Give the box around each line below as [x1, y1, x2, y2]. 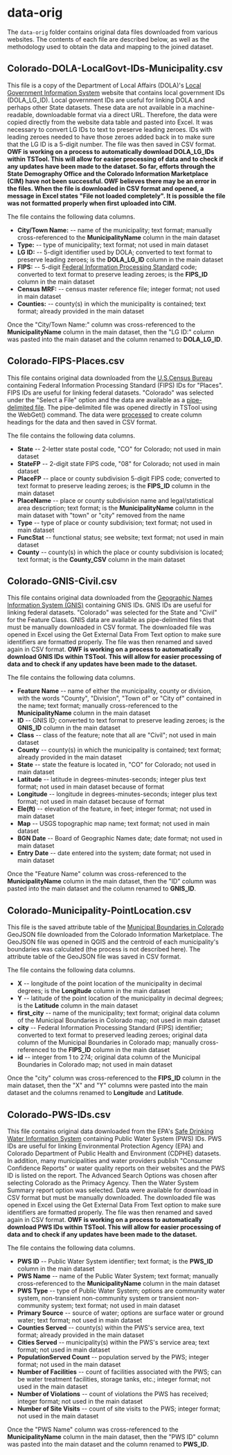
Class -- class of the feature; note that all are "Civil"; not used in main [17, 731, 217, 739]
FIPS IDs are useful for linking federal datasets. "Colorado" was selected [7, 388, 214, 397]
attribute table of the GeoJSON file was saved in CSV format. [7, 952, 181, 961]
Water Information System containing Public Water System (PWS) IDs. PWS [7, 1135, 222, 1142]
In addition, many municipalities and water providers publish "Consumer [7, 1157, 213, 1164]
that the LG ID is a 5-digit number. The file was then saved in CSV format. [7, 140, 216, 148]
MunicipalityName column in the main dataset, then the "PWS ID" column [7, 1433, 219, 1440]
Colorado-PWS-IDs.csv [7, 1108, 111, 1121]
